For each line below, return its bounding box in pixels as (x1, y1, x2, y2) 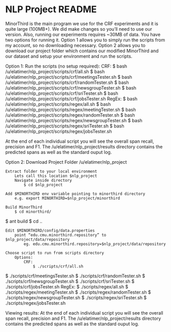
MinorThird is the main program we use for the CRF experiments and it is (5, 20, 159, 27)
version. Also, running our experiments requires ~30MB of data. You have (5, 31, 161, 37)
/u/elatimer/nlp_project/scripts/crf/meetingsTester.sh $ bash (5, 74, 132, 80)
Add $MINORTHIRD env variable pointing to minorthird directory (5, 191, 145, 196)
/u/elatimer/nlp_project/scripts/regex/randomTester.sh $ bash (5, 112, 135, 118)
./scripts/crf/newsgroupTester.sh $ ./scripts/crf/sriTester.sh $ (5, 278, 135, 284)
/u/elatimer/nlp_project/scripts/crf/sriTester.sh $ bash (5, 90, 119, 96)
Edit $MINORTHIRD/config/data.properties (5, 228, 95, 233)
